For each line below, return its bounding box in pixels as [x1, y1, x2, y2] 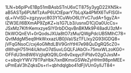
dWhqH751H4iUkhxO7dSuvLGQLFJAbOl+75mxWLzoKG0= [5, 47, 125, 52]
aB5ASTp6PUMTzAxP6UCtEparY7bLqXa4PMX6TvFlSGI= [5, 9, 123, 15]
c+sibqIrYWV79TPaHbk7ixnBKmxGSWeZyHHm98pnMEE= [5, 57, 126, 63]
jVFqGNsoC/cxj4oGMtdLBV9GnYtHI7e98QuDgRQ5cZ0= [5, 41, 121, 47]
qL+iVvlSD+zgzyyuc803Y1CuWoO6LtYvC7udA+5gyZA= [5, 15, 121, 20]
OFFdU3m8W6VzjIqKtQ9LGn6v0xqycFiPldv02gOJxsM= [5, 52, 121, 58]
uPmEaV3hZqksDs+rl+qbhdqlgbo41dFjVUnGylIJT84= [5, 62, 116, 68]
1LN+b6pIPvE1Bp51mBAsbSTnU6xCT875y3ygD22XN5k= [5, 4, 122, 10]
